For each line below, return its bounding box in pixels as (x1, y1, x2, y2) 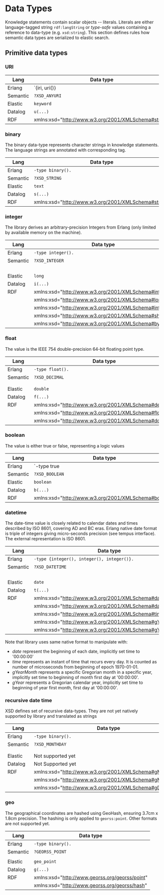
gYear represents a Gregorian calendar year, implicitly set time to (12, 680, 143, 685)
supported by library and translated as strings (5, 713, 97, 719)
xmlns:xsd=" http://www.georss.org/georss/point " (34, 874, 148, 881)
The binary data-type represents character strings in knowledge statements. (5, 142, 159, 148)
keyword (34, 101, 52, 107)
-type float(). (34, 366, 69, 372)
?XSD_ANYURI (34, 93, 62, 98)
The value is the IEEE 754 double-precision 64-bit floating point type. (5, 346, 144, 352)
